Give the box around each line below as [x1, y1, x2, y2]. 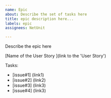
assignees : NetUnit [5, 26, 45, 31]
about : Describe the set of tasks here [5, 12, 87, 17]
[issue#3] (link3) [12, 82, 46, 89]
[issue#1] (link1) [12, 72, 44, 78]
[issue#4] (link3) [12, 88, 46, 94]
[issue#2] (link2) [12, 77, 46, 83]
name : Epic [5, 7, 28, 12]
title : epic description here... [5, 16, 74, 21]
